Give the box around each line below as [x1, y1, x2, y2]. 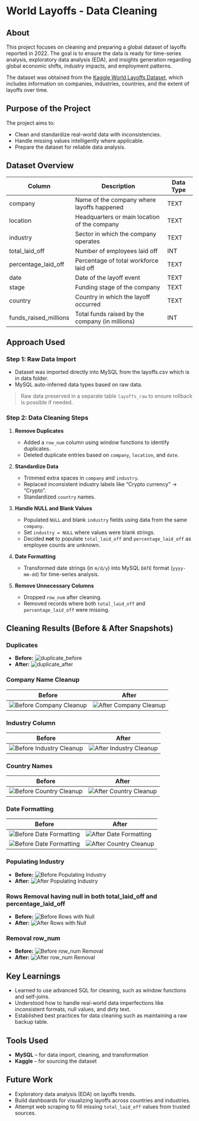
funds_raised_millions [9, 313, 70, 321]
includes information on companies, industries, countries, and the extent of [6, 80, 190, 87]
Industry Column [6, 718, 56, 727]
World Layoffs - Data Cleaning [6, 4, 158, 18]
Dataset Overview [6, 161, 74, 171]
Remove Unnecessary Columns [14, 582, 94, 589]
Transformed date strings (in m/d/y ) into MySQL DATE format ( [23, 564, 173, 571]
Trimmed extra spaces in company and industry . [23, 474, 139, 481]
